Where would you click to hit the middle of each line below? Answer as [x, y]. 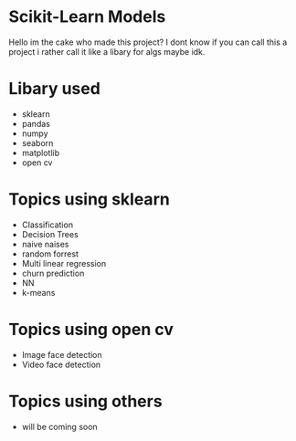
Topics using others [85, 401]
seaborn [37, 142]
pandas [36, 123]
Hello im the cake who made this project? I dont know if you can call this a [148, 42]
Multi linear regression [64, 263]
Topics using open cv [91, 330]
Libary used [55, 89]
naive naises [45, 244]
